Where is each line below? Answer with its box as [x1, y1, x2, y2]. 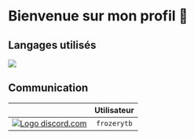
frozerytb [96, 119, 133, 128]
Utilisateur [93, 104, 135, 115]
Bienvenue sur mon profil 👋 [8, 7, 189, 25]
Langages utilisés [8, 38, 97, 52]
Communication [8, 82, 89, 95]
